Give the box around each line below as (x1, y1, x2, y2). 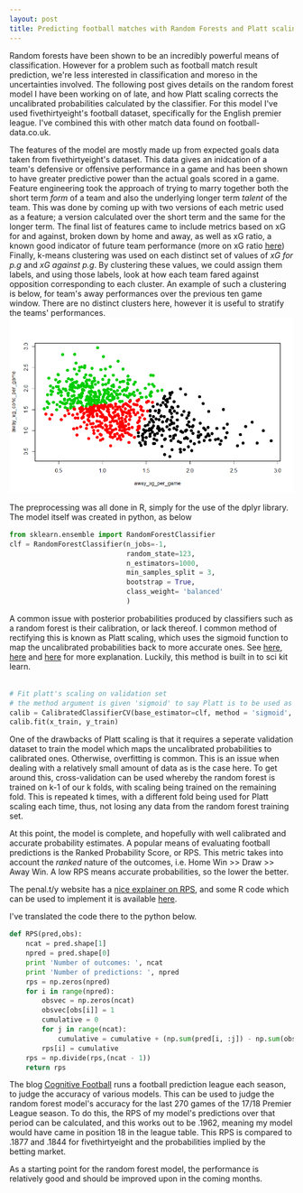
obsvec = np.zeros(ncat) (41, 996, 135, 1005)
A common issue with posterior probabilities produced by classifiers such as (9, 613, 293, 624)
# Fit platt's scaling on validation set (9, 689, 168, 698)
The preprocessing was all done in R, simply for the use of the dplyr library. (9, 502, 289, 513)
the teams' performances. (9, 307, 106, 318)
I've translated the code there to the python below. (9, 911, 197, 922)
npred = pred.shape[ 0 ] (25, 948, 111, 958)
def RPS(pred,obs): (9, 929, 83, 939)
